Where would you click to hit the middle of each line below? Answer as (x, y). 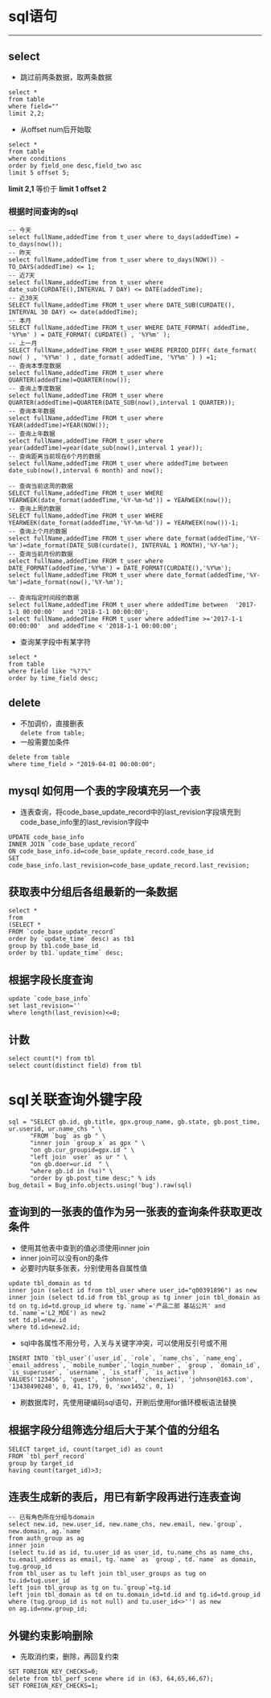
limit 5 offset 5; (39, 173)
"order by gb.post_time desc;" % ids (93, 1179)
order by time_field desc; (53, 678)
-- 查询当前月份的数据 (41, 554)
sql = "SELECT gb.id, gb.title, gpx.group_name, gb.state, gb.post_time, (135, 1122)
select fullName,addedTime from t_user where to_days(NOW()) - (117, 260)
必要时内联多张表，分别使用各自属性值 (83, 1267)
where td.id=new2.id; (45, 1327)
